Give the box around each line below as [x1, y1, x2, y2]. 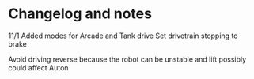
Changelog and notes [8, 5, 153, 23]
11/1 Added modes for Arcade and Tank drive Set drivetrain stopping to [8, 31, 238, 40]
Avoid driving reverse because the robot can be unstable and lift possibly [8, 55, 247, 64]
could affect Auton [8, 62, 69, 72]
